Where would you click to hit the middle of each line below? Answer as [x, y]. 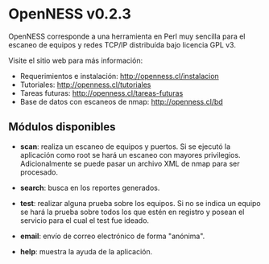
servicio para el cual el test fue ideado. [85, 220]
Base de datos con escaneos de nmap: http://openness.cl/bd [121, 101]
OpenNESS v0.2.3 [70, 14]
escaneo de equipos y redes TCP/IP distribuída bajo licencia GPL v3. [122, 44]
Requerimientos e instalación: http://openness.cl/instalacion [119, 76]
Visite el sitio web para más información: [76, 60]
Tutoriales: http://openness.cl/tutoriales [85, 85]
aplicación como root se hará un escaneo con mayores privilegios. [130, 155]
